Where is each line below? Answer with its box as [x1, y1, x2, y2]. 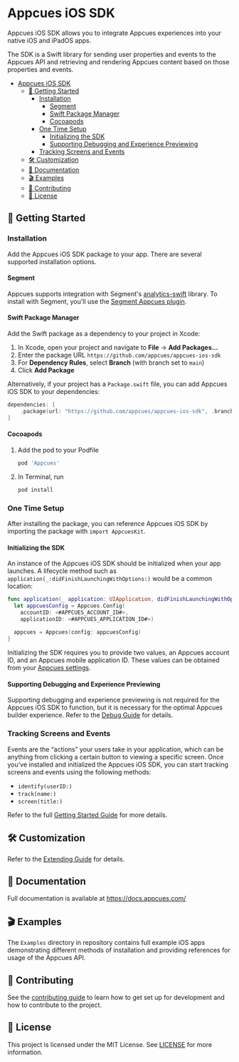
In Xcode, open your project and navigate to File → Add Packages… [17, 343, 218, 352]
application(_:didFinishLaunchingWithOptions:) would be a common [7, 575, 212, 583]
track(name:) [17, 790, 57, 797]
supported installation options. [7, 257, 97, 265]
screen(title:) [17, 798, 63, 805]
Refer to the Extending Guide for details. [7, 854, 125, 863]
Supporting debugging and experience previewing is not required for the [7, 696, 220, 704]
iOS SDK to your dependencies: [7, 388, 100, 396]
